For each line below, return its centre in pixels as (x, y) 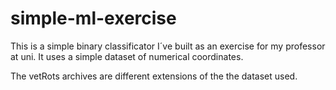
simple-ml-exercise (93, 18)
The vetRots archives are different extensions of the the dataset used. (154, 76)
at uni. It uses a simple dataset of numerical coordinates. (127, 56)
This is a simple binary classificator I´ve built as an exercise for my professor (168, 46)
